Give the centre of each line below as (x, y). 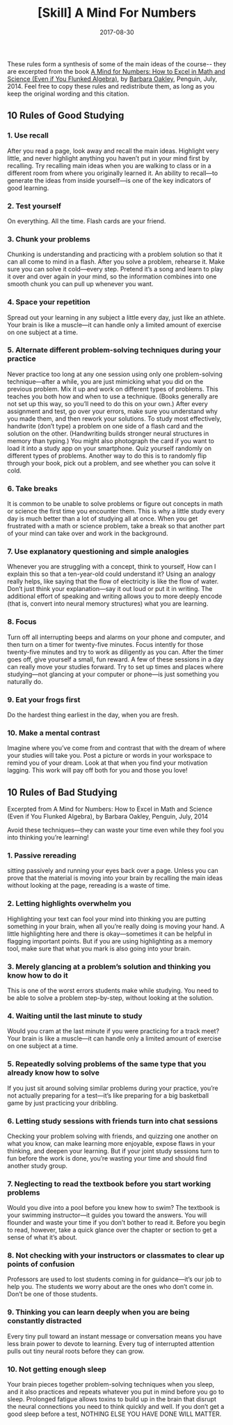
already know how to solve (53, 1073)
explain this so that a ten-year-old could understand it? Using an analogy (111, 574)
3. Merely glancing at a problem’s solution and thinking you (109, 967)
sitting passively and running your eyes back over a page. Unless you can (113, 871)
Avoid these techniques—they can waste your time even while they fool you (116, 830)
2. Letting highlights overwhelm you (69, 904)
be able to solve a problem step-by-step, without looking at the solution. (111, 998)
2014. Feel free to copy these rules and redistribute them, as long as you (111, 86)
